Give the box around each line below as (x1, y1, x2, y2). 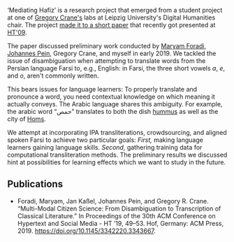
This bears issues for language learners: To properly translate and (7, 85, 198, 93)
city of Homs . (7, 115, 47, 123)
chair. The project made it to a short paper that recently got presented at (7, 21, 216, 29)
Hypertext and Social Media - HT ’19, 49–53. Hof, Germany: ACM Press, (17, 219, 224, 227)
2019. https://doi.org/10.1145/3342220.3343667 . (17, 227, 156, 235)
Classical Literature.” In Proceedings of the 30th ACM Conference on (17, 211, 217, 220)
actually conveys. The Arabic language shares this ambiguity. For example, (7, 100, 223, 108)
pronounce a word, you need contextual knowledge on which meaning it (7, 92, 215, 101)
